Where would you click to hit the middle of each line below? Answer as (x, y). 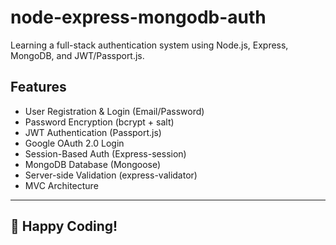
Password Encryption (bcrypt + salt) (99, 122)
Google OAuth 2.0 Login (74, 143)
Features (38, 87)
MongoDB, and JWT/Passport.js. (77, 55)
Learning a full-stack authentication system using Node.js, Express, (149, 45)
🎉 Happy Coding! (64, 226)
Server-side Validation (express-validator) (111, 175)
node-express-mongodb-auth (138, 17)
